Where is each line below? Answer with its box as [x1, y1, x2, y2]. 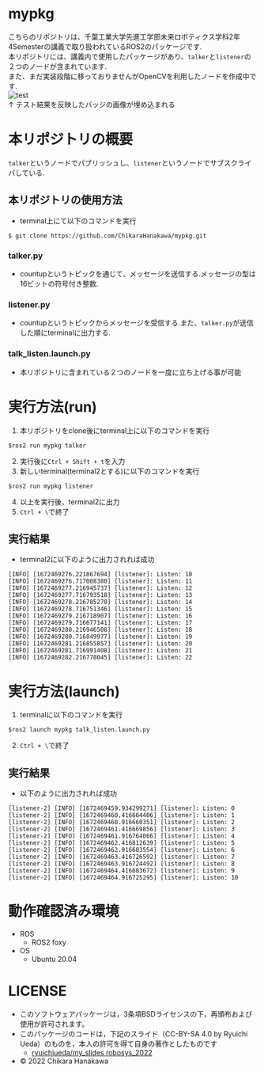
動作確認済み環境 [8, 903, 120, 921]
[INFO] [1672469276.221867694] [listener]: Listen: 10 [8, 571, 193, 579]
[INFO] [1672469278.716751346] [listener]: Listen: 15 [8, 605, 193, 614]
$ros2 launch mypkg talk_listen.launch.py [8, 726, 150, 734]
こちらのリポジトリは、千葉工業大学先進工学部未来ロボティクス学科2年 [8, 32, 241, 41]
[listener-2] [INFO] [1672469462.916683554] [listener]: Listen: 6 [8, 846, 236, 854]
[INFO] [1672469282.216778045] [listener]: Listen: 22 [8, 654, 193, 662]
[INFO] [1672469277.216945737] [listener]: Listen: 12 [8, 584, 193, 592]
